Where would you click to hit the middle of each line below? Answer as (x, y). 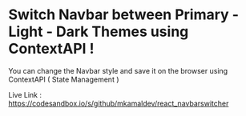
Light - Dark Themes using (99, 32)
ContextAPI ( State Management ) (64, 79)
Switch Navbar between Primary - (123, 15)
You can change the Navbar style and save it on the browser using (118, 70)
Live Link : (25, 94)
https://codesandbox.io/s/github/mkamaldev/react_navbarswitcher (119, 103)
